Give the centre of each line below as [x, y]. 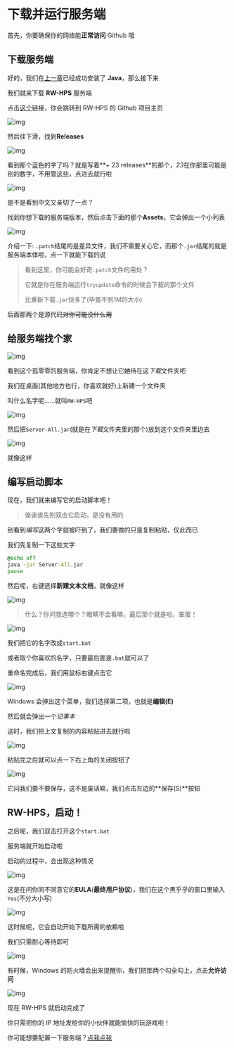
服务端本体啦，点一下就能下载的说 [57, 255]
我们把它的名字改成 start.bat [49, 643]
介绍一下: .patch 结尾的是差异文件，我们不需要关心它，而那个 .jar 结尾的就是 [117, 245]
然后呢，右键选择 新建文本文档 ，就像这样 [66, 586]
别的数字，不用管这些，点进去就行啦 [60, 174]
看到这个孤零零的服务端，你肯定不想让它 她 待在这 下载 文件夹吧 [97, 371]
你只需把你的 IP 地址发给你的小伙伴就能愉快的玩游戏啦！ [89, 1022]
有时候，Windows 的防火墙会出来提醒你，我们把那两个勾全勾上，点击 [108, 970]
